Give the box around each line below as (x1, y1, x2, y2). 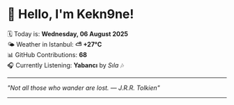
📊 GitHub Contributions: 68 (7, 50, 87, 58)
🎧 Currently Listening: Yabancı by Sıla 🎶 (7, 60, 124, 69)
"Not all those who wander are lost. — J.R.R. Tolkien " (7, 83, 160, 92)
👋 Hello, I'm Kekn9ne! (7, 6, 134, 22)
